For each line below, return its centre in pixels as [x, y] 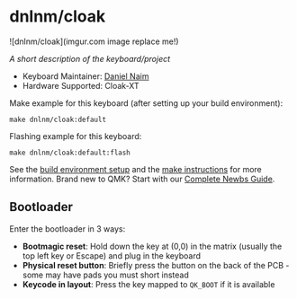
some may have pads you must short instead [105, 275]
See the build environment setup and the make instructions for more [136, 169]
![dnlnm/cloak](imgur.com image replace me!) [94, 41]
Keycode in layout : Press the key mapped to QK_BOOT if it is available [148, 284]
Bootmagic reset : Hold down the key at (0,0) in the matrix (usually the [152, 246]
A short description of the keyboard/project [90, 58]
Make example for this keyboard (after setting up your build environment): [146, 103]
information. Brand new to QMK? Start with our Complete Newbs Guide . [142, 179]
